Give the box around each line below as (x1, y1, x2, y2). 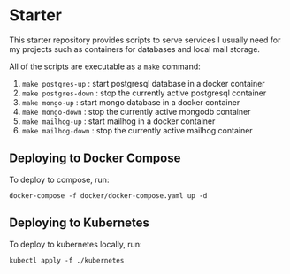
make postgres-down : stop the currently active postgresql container (21, 88, 267, 98)
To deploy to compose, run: (9, 174, 110, 185)
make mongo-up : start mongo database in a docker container (21, 96, 240, 107)
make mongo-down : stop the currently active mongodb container (21, 106, 251, 117)
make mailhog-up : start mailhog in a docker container (21, 116, 216, 126)
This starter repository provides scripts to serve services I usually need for (9, 34, 281, 45)
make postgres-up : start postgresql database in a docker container (21, 78, 265, 88)
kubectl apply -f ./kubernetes (9, 255, 125, 265)
